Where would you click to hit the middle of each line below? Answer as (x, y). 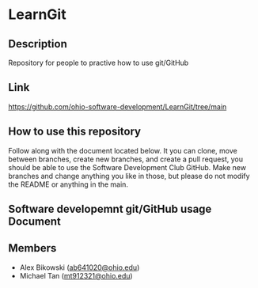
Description (38, 44)
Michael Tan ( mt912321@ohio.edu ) (76, 275)
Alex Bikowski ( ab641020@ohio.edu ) (80, 267)
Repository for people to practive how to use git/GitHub (99, 63)
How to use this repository (75, 132)
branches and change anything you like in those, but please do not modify (129, 176)
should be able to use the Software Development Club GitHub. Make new (127, 167)
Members (32, 248)
